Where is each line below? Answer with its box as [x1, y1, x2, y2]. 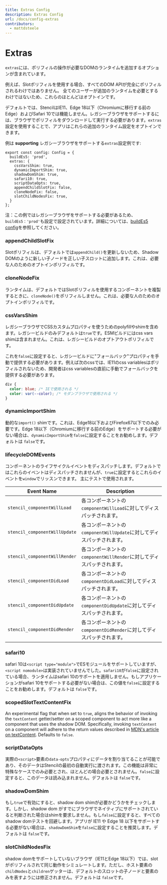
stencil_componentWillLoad [7, 505, 72, 511]
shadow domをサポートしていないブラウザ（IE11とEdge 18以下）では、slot [5, 856, 158, 862]
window [22, 477, 36, 482]
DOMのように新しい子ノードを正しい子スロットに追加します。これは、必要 [5, 255, 159, 261]
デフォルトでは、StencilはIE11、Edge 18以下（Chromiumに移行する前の [5, 104, 151, 110]
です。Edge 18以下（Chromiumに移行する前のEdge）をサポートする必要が [9, 426, 162, 432]
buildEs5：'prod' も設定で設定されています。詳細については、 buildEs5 [5, 218, 148, 224]
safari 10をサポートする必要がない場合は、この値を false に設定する [22, 680, 160, 686]
